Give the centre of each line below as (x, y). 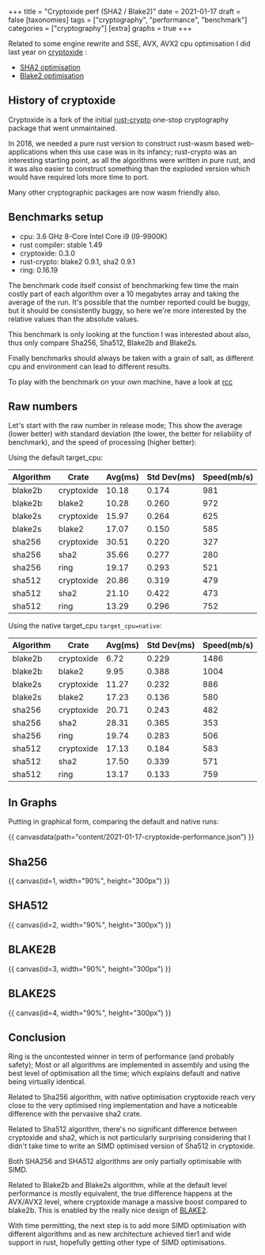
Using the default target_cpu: (56, 457)
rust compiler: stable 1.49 (61, 245)
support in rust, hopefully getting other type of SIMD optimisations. (117, 1242)
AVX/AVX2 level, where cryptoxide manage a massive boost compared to (128, 1202)
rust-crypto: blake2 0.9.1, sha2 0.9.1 (78, 261)
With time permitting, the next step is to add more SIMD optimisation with (127, 1226)
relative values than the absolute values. (74, 319)
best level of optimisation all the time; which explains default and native (125, 1073)
